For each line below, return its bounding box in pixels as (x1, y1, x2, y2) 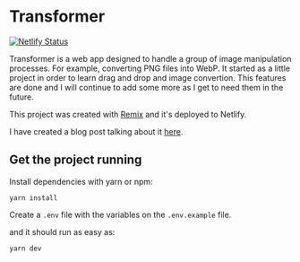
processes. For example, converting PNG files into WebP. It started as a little (9, 63, 291, 74)
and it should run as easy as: (9, 226, 116, 237)
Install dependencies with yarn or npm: (9, 176, 154, 187)
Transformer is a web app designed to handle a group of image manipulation (9, 53, 292, 64)
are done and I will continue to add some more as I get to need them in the (9, 82, 284, 92)
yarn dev (9, 244, 42, 253)
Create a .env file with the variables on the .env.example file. (9, 209, 232, 220)
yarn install (9, 193, 58, 203)
